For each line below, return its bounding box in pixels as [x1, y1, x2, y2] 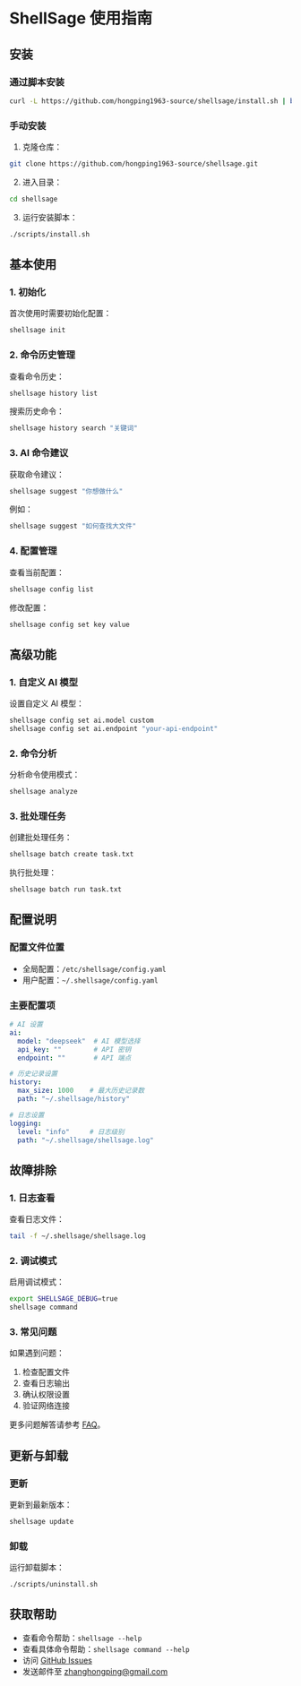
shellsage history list [9, 389, 99, 398]
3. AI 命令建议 [9, 447, 69, 460]
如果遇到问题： [9, 1347, 64, 1358]
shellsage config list [9, 584, 94, 594]
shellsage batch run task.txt [9, 885, 123, 894]
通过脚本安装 [9, 75, 65, 88]
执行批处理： [9, 867, 56, 878]
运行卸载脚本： [9, 1562, 64, 1573]
